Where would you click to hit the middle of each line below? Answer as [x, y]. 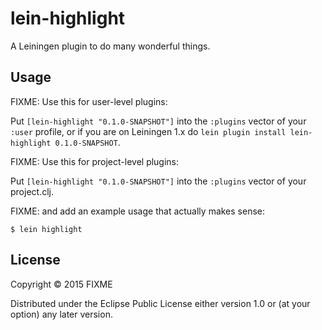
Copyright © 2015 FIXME [61, 284]
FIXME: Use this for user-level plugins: [89, 101]
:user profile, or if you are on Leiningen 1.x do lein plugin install [148, 131]
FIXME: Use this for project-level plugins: [95, 161]
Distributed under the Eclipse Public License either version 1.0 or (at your [160, 303]
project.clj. [32, 191]
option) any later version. [61, 314]
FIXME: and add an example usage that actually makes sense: [138, 211]
